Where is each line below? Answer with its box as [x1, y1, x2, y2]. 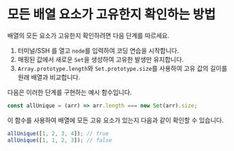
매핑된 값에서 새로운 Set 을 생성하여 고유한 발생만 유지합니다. [17, 55, 184, 64]
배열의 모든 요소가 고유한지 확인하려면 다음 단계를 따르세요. [7, 31, 170, 40]
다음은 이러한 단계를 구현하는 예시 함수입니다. [7, 88, 132, 96]
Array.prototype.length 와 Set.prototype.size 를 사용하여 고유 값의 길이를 [17, 64, 228, 72]
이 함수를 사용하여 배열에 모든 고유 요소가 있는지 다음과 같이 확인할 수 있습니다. [7, 116, 224, 124]
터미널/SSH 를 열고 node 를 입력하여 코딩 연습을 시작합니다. [17, 46, 179, 55]
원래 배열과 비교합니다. [17, 72, 81, 82]
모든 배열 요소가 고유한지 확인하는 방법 [7, 6, 216, 23]
